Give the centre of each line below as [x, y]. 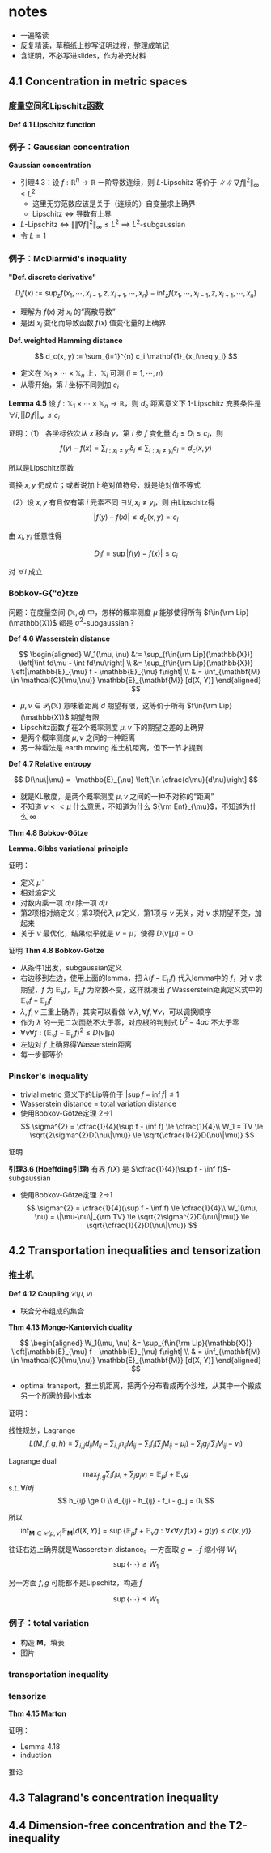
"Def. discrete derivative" [53, 277]
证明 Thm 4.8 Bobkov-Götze [57, 951]
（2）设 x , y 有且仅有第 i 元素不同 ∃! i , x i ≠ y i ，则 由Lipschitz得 [112, 503]
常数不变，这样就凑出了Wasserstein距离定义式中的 [178, 990]
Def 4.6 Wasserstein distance [59, 638]
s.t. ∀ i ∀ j [21, 1488]
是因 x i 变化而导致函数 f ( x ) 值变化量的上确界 [93, 324]
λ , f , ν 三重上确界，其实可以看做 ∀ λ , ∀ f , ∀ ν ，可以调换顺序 [116, 1012]
